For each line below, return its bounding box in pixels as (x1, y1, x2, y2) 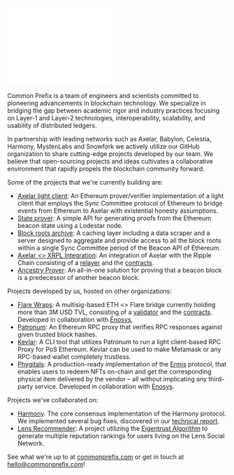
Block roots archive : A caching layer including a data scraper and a (17, 229, 211, 237)
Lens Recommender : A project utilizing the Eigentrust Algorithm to (17, 425, 208, 432)
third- (208, 375, 225, 383)
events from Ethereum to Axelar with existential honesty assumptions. (17, 206, 219, 215)
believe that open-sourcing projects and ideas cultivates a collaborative (7, 157, 213, 165)
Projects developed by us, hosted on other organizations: (7, 287, 173, 295)
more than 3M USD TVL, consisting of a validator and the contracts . (17, 308, 213, 316)
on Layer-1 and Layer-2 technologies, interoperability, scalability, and (7, 114, 206, 122)
